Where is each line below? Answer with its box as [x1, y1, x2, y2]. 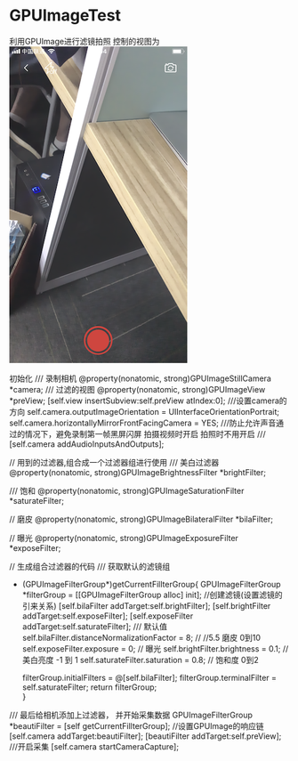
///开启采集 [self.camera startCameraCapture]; [9, 741, 180, 752]
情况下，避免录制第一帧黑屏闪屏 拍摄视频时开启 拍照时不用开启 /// [24, 428, 266, 439]
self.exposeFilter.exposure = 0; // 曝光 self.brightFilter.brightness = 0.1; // [21, 643, 289, 654]
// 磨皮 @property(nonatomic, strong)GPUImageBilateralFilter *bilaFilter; [9, 514, 274, 524]
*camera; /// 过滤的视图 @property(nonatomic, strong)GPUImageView [9, 384, 266, 394]
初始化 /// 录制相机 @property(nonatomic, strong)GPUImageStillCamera [9, 373, 271, 384]
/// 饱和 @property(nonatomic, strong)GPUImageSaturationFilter [9, 485, 245, 496]
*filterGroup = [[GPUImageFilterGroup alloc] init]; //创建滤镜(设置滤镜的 [21, 589, 283, 600]
